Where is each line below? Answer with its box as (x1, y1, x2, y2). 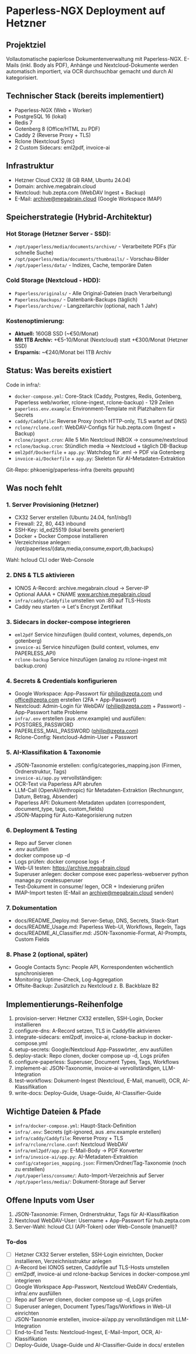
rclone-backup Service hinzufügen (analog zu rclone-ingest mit (14, 656, 167, 663)
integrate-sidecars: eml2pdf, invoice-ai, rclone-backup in (14, 1034, 153, 1041)
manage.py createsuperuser (14, 876, 83, 884)
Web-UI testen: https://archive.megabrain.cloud (14, 864, 130, 871)
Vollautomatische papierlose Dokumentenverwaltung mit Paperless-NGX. (6, 56, 183, 62)
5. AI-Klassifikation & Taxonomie (6, 748, 101, 756)
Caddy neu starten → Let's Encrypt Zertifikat (14, 603, 123, 610)
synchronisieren (14, 970, 54, 977)
